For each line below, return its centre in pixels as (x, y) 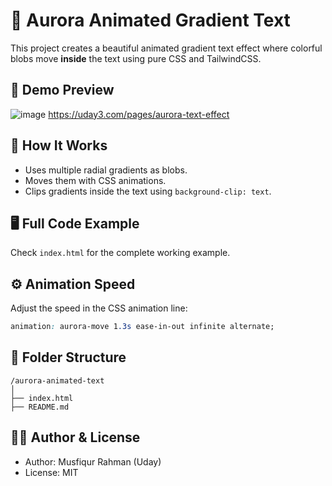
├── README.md (40, 407)
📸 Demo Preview (62, 90)
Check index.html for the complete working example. (120, 253)
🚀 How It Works (59, 145)
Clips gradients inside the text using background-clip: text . (148, 191)
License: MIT (51, 472)
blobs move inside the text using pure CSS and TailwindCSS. (136, 58)
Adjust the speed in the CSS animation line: (99, 308)
